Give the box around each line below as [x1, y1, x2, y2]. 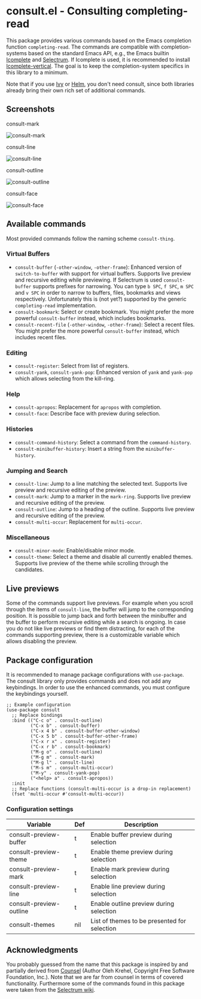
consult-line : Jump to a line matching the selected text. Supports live [14, 480, 188, 487]
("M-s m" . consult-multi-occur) [30, 764, 114, 771]
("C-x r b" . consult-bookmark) [30, 743, 111, 750]
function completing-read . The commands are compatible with [6, 43, 160, 50]
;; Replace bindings [11, 712, 63, 718]
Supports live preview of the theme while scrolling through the [14, 560, 169, 567]
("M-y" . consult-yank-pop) [30, 770, 100, 776]
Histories [6, 425, 33, 433]
